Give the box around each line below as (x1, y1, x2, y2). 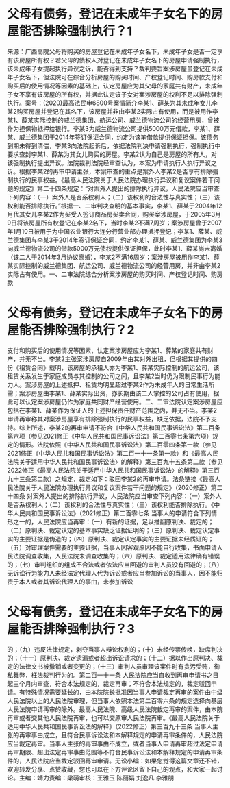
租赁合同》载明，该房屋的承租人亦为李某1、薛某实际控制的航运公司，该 (18, 363, 220, 371)
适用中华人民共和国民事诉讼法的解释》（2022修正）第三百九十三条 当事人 (7, 722, 213, 730)
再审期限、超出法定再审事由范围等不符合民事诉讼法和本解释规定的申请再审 (7, 748, 217, 756)
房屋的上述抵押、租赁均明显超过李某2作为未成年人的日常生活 (36, 380, 209, 389)
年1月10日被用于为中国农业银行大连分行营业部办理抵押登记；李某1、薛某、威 (7, 227, 222, 235)
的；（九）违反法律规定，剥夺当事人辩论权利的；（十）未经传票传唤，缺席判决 (7, 645, 223, 653)
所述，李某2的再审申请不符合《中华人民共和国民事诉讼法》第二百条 (30, 423, 221, 432)
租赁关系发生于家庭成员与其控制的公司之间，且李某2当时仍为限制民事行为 (7, 371, 215, 380)
